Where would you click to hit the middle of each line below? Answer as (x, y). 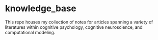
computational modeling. (30, 32)
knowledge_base (41, 9)
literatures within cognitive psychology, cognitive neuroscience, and (74, 27)
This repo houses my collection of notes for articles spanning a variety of (79, 22)
